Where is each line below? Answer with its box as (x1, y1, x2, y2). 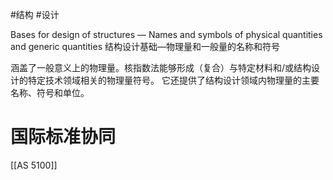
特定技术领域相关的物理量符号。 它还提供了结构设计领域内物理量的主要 (27, 74, 320, 86)
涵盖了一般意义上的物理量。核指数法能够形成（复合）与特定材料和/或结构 (10, 62, 312, 73)
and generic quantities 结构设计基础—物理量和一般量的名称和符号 (10, 41, 280, 52)
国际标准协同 (10, 126, 117, 148)
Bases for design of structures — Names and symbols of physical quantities (10, 29, 323, 40)
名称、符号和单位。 (10, 87, 90, 98)
